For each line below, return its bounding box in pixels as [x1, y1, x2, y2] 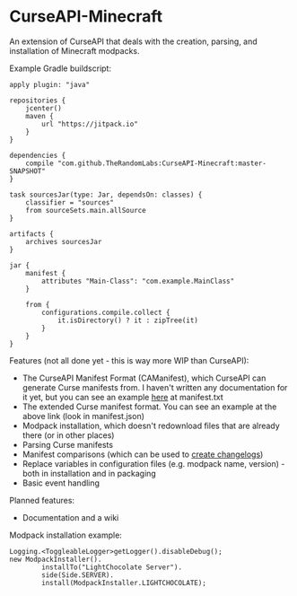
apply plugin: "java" [9, 80, 91, 89]
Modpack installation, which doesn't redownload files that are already [22, 420, 280, 431]
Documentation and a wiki [22, 512, 119, 522]
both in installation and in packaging [22, 468, 157, 478]
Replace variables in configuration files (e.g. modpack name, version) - [22, 458, 285, 469]
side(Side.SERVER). [41, 570, 115, 580]
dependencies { [9, 151, 66, 160]
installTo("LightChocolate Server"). [41, 563, 182, 572]
